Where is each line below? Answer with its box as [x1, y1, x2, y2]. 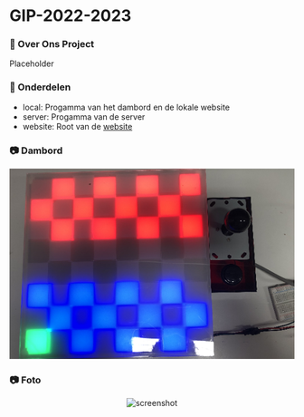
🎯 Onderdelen [9, 81, 71, 93]
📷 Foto [9, 373, 42, 386]
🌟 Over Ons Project [9, 38, 95, 51]
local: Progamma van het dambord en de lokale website [22, 102, 231, 112]
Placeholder [9, 58, 54, 69]
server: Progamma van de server [22, 111, 146, 122]
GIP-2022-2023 [9, 5, 132, 26]
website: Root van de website [22, 121, 133, 131]
